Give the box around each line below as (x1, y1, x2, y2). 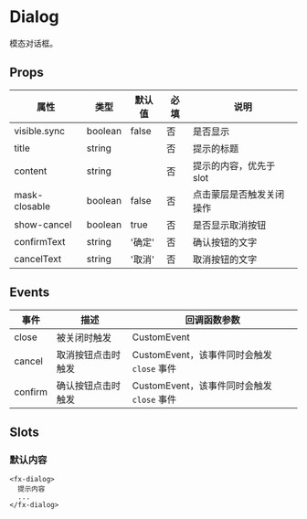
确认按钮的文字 (192, 236, 258, 249)
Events (9, 285, 50, 301)
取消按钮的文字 (192, 253, 258, 266)
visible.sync (14, 124, 66, 137)
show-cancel (14, 217, 72, 230)
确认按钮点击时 (56, 379, 122, 392)
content (14, 164, 48, 177)
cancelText (14, 252, 62, 265)
